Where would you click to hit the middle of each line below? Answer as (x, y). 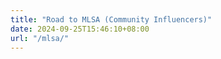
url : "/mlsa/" (40, 38)
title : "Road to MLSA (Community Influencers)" (111, 19)
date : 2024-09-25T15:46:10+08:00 (80, 29)
